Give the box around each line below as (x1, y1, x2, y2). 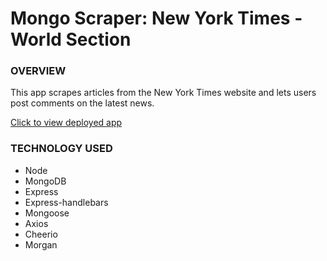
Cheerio (24, 228, 58, 240)
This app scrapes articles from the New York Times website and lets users (10, 87, 317, 99)
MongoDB (24, 175, 67, 187)
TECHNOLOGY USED (10, 142, 113, 156)
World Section (10, 28, 132, 51)
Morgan (24, 238, 58, 251)
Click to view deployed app (10, 117, 123, 129)
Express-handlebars (24, 196, 109, 208)
